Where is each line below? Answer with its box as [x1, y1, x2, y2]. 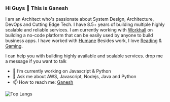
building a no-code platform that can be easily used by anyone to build [5, 32, 153, 39]
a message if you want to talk [5, 58, 67, 64]
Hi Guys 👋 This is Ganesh [5, 5, 69, 12]
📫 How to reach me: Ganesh [12, 79, 74, 85]
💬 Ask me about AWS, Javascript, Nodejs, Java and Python [12, 74, 137, 80]
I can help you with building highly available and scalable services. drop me [5, 53, 163, 59]
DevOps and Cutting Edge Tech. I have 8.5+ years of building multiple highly [5, 21, 165, 27]
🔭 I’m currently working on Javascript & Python [12, 68, 111, 74]
